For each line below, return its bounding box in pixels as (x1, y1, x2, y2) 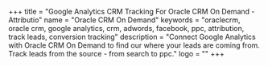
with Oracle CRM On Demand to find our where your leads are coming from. (8, 41, 260, 50)
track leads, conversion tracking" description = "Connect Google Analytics (8, 32, 256, 41)
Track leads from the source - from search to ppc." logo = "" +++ (8, 49, 225, 58)
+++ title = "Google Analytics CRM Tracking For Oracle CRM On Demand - (8, 7, 255, 16)
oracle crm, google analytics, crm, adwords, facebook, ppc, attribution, (8, 24, 245, 33)
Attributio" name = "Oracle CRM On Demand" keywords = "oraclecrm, (8, 15, 241, 25)
